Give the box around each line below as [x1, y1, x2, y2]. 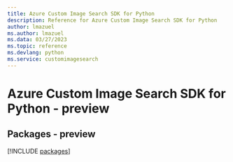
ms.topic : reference [7, 43, 68, 50]
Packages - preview [7, 128, 96, 140]
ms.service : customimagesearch [7, 56, 99, 63]
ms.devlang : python [7, 50, 64, 57]
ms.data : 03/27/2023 [7, 36, 68, 43]
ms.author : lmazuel [7, 29, 64, 37]
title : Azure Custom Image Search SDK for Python [7, 10, 155, 17]
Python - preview [7, 101, 110, 116]
